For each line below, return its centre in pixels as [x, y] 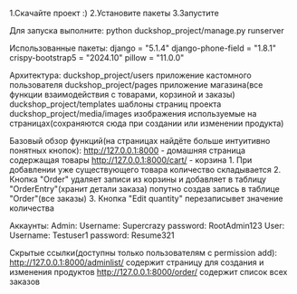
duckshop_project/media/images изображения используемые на [133, 114]
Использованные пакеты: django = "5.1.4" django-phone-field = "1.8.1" [143, 48]
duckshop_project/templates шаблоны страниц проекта [115, 104]
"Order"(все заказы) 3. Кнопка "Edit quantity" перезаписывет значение [146, 199]
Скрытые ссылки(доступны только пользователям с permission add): [144, 253]
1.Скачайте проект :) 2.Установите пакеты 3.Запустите [114, 13]
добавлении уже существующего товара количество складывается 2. [145, 170]
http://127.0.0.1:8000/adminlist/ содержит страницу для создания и [137, 262]
